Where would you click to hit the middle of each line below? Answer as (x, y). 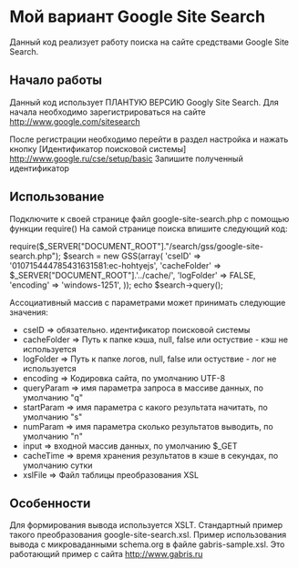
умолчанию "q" (53, 397)
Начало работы (56, 81)
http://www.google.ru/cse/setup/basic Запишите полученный (126, 158)
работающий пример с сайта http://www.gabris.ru (106, 554)
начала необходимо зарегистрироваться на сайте (108, 112)
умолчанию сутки (57, 465)
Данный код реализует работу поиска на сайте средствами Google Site (149, 42)
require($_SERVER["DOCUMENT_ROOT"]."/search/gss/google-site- (137, 246)
